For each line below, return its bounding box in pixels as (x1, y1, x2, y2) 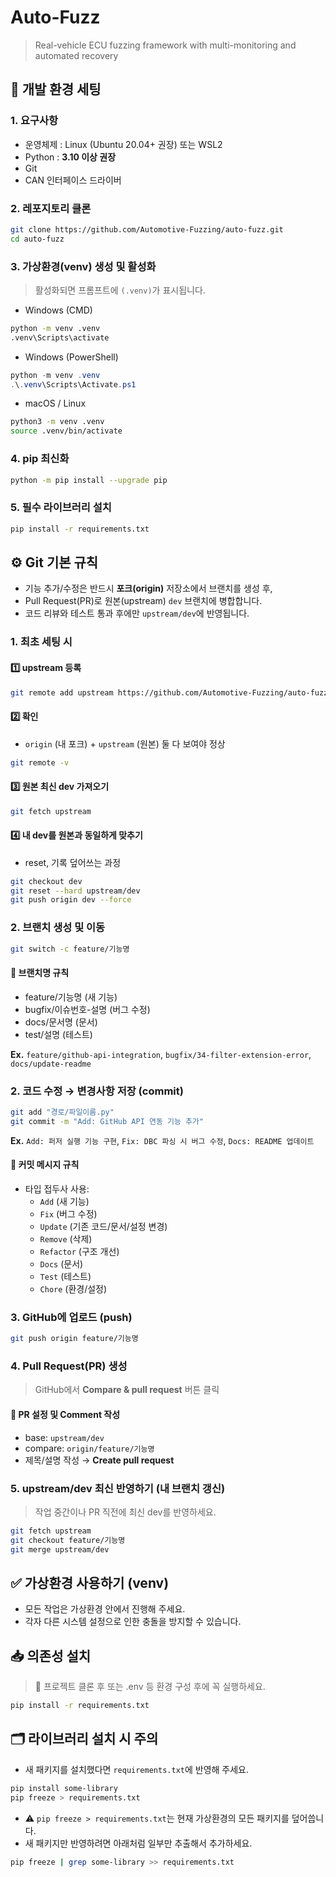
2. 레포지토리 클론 (10, 201, 92, 215)
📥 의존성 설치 (10, 1647, 92, 1665)
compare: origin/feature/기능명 (24, 1442, 155, 1454)
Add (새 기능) (39, 1195, 90, 1207)
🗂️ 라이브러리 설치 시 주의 (10, 1731, 159, 1748)
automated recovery (34, 49, 119, 61)
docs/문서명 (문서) (24, 1016, 98, 1028)
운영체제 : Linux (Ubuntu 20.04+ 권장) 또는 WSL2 (24, 138, 223, 150)
